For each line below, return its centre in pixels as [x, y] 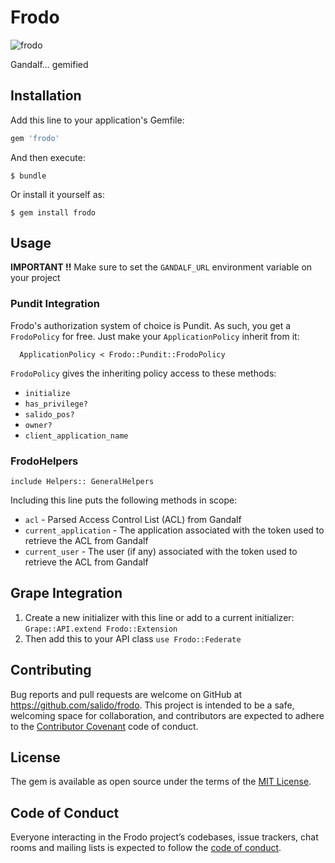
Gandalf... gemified [49, 64]
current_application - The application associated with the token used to [174, 530]
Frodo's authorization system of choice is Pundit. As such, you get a [151, 325]
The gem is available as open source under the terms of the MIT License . [161, 782]
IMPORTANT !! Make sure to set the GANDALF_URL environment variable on [161, 267]
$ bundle [28, 176]
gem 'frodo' [35, 138]
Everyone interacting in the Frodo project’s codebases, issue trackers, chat [164, 837]
